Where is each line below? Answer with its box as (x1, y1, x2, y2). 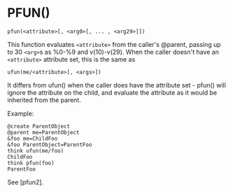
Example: (7, 109, 34, 117)
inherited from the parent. (7, 96, 82, 104)
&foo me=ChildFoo (7, 135, 58, 142)
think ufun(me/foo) (7, 147, 64, 155)
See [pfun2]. (7, 178, 44, 186)
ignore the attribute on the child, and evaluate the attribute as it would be (7, 88, 218, 96)
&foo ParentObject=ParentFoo (7, 141, 92, 148)
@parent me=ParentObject (7, 129, 80, 136)
